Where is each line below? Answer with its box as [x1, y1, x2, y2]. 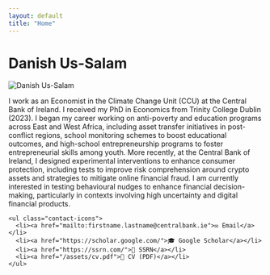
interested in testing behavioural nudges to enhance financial [8, 182, 212, 192]
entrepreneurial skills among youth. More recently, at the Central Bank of [8, 148, 251, 157]
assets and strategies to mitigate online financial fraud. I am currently [8, 173, 239, 183]
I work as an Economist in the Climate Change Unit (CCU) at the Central [8, 96, 247, 106]
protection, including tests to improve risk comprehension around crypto [8, 165, 250, 174]
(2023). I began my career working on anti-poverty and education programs [8, 114, 262, 123]
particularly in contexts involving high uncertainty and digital [36, 190, 238, 200]
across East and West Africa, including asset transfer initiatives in [8, 122, 226, 131]
